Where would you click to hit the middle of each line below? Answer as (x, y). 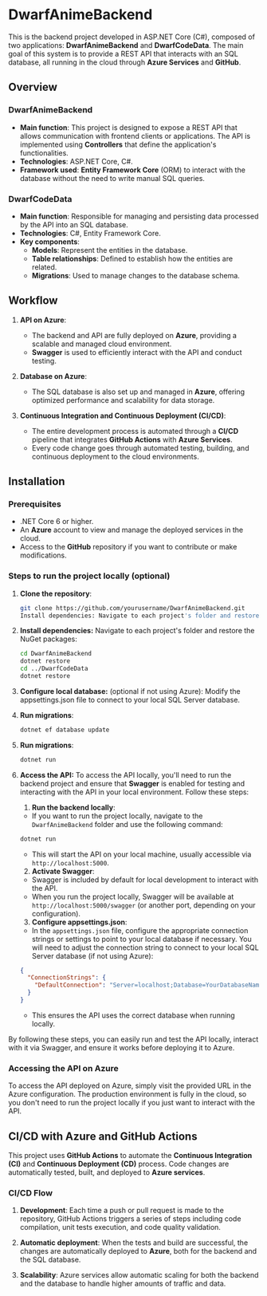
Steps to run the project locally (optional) (89, 576)
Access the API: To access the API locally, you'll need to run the (126, 774)
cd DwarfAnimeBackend (55, 654)
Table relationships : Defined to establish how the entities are (132, 258)
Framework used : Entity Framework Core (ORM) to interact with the (132, 170)
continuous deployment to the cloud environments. (115, 456)
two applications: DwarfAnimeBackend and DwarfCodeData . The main (126, 45)
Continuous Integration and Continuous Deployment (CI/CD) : (123, 416)
